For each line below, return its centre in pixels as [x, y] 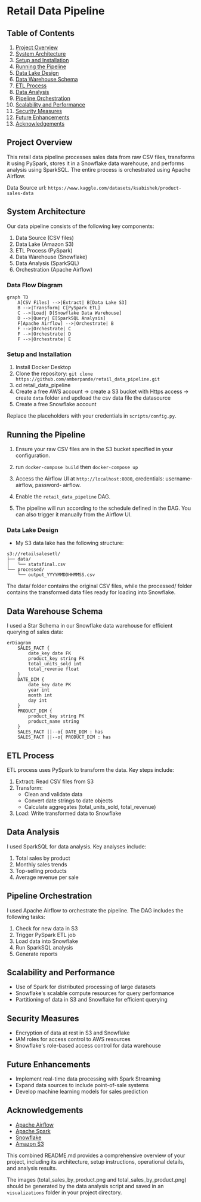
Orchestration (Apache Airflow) [54, 269]
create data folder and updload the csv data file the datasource [93, 398]
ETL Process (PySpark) [44, 250]
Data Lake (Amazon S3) [44, 244]
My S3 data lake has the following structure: [69, 543]
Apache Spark [33, 1131]
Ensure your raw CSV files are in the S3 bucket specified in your [94, 449]
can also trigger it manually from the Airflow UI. [73, 515]
